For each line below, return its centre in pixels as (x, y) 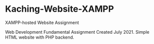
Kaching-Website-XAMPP (60, 9)
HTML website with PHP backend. (40, 37)
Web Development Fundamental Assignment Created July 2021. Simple (77, 32)
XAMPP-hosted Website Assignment (42, 22)
